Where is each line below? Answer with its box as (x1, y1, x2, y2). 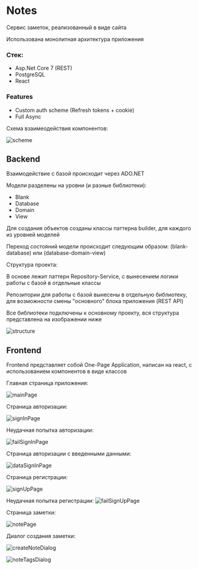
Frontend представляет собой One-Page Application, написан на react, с (6, 361, 193, 369)
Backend (6, 154, 41, 164)
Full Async (15, 113, 41, 120)
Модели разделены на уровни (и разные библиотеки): (6, 182, 147, 189)
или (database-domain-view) (33, 250, 106, 257)
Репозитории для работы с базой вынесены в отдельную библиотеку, (6, 291, 188, 298)
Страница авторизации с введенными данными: (6, 450, 131, 457)
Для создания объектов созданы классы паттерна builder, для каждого (6, 225, 191, 232)
